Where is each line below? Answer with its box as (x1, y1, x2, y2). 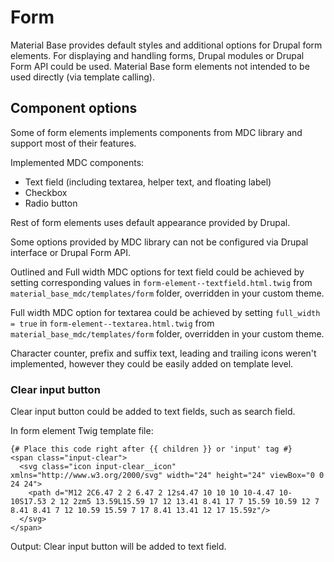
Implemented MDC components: (10, 156, 145, 168)
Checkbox (24, 186, 68, 198)
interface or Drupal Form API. (10, 246, 132, 258)
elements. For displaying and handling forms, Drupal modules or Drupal (10, 49, 305, 61)
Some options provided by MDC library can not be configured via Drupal (10, 236, 309, 248)
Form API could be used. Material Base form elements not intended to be (10, 60, 310, 72)
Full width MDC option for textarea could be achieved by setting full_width (10, 306, 321, 318)
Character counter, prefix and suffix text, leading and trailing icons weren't (10, 347, 317, 359)
